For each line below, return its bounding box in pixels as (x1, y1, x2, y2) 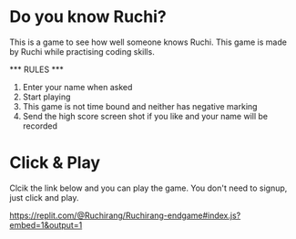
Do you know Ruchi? (9, 6, 167, 27)
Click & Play (9, 152, 101, 173)
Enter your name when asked (22, 81, 133, 92)
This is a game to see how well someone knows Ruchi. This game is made (9, 36, 287, 47)
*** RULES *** (9, 64, 64, 75)
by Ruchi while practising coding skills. (9, 46, 155, 57)
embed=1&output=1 (9, 219, 83, 230)
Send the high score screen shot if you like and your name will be (22, 110, 269, 121)
